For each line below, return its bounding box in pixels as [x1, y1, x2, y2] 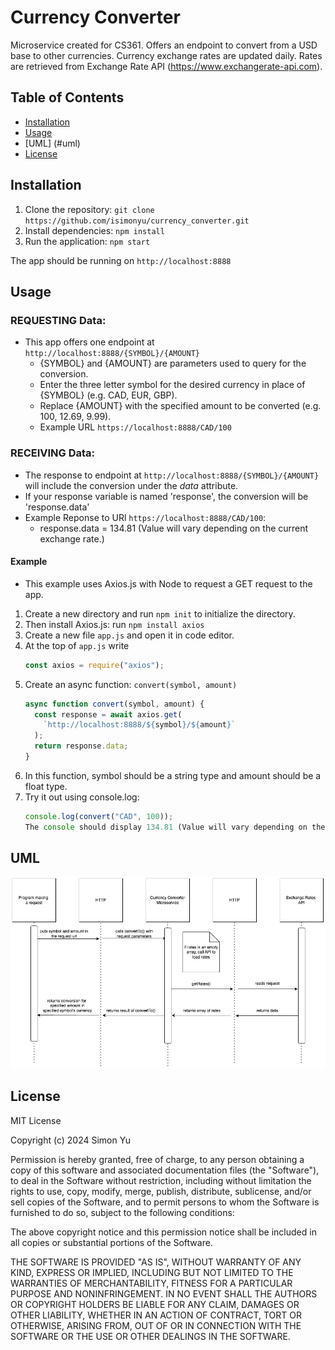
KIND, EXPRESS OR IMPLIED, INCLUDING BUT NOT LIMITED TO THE [10, 1266, 294, 1278]
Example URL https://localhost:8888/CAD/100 [39, 421, 232, 433]
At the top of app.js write [24, 639, 130, 651]
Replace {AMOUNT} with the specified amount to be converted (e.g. [39, 400, 322, 412]
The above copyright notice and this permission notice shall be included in [10, 1226, 317, 1238]
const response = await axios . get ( [34, 709, 183, 720]
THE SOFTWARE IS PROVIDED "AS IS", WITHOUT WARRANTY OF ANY [10, 1256, 302, 1268]
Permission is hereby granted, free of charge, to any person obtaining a [10, 1153, 305, 1165]
